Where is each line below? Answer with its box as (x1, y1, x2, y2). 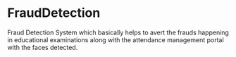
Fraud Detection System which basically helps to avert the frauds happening (7, 28, 229, 37)
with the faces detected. (7, 43, 78, 51)
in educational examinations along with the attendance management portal (7, 35, 224, 44)
